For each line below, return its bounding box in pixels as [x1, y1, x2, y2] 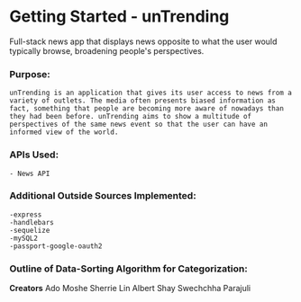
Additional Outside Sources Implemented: [9, 190, 196, 202]
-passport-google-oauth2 [9, 241, 103, 251]
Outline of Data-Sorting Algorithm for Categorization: [9, 262, 248, 275]
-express [9, 209, 42, 219]
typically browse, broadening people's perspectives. [9, 45, 205, 56]
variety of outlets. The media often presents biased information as [9, 96, 277, 105]
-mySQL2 [9, 234, 39, 243]
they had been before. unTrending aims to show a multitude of [9, 112, 252, 121]
